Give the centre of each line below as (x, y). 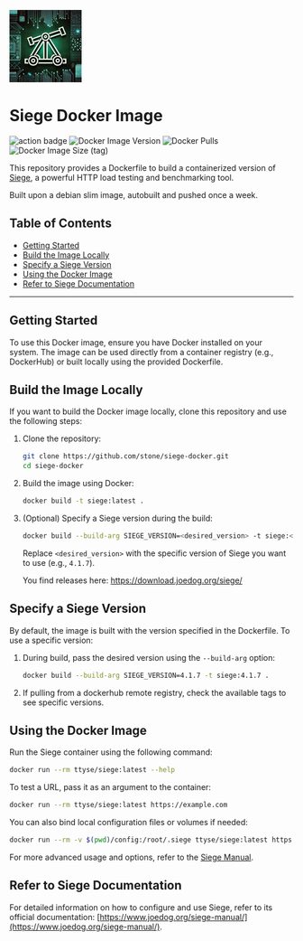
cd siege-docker (53, 466)
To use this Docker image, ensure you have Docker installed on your (136, 342)
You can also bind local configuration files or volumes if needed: (129, 823)
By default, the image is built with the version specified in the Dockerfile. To (150, 630)
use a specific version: (51, 640)
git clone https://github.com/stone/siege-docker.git (125, 456)
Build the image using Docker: (78, 484)
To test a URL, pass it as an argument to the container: (110, 787)
